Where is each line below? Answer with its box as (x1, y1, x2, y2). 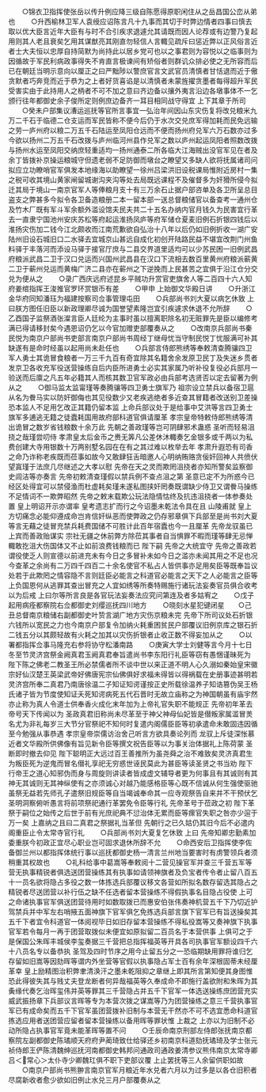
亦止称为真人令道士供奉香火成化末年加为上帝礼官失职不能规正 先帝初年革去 (8, 700, 253, 708)
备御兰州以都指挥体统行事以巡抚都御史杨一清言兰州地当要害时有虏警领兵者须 (8, 847, 258, 857)
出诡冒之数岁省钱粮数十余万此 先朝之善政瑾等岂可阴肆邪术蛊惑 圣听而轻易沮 (8, 423, 255, 431)
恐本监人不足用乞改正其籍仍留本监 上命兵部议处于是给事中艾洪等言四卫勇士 (8, 403, 253, 411)
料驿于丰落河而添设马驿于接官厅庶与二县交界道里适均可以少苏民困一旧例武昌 (8, 245, 258, 253)
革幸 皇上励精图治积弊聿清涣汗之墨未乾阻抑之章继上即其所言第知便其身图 (8, 966, 246, 976)
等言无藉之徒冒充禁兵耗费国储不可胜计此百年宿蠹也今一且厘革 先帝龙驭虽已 (8, 521, 253, 530)
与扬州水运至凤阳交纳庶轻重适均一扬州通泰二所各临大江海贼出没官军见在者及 (8, 146, 258, 154)
